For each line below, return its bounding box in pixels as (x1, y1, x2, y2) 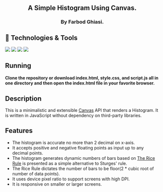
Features (5, 127, 33, 135)
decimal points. (12, 150, 43, 156)
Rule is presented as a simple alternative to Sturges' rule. (12, 160, 127, 166)
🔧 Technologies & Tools (5, 34, 78, 42)
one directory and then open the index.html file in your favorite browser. (5, 80, 155, 86)
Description (5, 94, 42, 103)
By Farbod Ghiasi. (60, 19, 104, 25)
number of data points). (12, 171, 60, 176)
